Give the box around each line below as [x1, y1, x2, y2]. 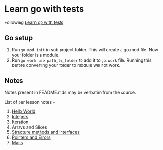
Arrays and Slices [11, 124, 47, 130]
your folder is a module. [11, 52, 60, 58]
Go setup [4, 34, 33, 42]
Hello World [11, 108, 36, 114]
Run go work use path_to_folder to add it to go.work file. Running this [11, 57, 152, 63]
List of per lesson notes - [4, 99, 55, 105]
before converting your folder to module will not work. [11, 62, 121, 68]
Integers [11, 113, 29, 119]
